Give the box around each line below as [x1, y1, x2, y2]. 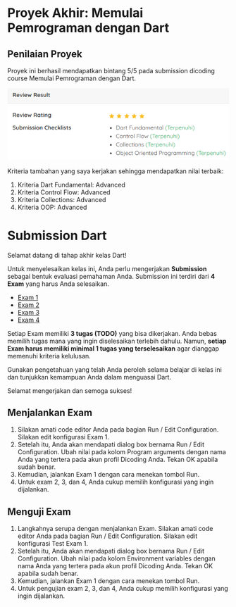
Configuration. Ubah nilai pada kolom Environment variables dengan [17, 554, 216, 563]
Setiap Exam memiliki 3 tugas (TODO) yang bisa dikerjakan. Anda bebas [7, 329, 217, 337]
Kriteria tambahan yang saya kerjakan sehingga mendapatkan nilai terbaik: [7, 167, 224, 175]
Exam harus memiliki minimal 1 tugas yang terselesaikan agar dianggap [7, 344, 220, 353]
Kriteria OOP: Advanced [17, 203, 87, 211]
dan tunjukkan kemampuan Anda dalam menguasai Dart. [7, 373, 171, 381]
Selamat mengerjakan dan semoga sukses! [7, 386, 132, 395]
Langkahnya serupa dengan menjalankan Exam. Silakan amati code [17, 525, 213, 533]
